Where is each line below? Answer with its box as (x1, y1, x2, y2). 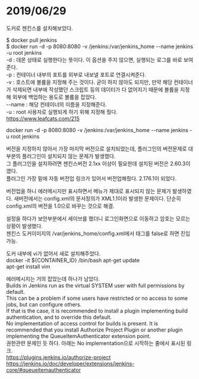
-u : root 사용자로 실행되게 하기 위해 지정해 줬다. (6, 108, 118, 115)
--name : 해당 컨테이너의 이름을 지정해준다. (6, 101, 107, 108)
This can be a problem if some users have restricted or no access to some (6, 295, 188, 302)
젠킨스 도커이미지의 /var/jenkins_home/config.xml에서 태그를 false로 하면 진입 (6, 230, 191, 237)
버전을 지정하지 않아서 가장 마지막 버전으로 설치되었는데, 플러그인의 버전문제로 (6, 145, 187, 152)
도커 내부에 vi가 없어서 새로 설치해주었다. (6, 250, 101, 257)
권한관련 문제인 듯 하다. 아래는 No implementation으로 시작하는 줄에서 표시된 (6, 339, 186, 346)
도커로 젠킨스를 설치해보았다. (6, 24, 73, 32)
